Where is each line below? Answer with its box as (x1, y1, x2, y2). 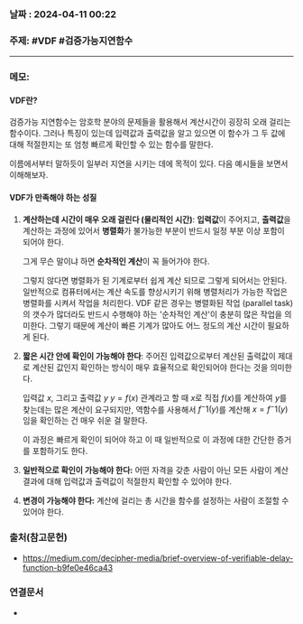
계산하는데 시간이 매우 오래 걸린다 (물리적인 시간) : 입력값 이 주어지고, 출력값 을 (22, 214, 291, 225)
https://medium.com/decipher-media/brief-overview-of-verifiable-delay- (22, 553, 294, 563)
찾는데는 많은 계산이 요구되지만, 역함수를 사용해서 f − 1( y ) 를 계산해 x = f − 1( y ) (22, 402, 289, 414)
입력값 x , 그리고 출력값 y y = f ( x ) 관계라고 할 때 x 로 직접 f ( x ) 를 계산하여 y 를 (22, 392, 287, 403)
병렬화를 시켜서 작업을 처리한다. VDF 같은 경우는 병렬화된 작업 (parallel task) (22, 297, 294, 308)
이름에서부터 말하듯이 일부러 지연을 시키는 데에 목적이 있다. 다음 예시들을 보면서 (9, 158, 289, 169)
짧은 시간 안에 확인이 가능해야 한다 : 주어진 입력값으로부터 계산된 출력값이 (22, 350, 277, 361)
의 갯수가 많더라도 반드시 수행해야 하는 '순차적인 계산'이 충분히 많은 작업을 (22, 309, 282, 320)
